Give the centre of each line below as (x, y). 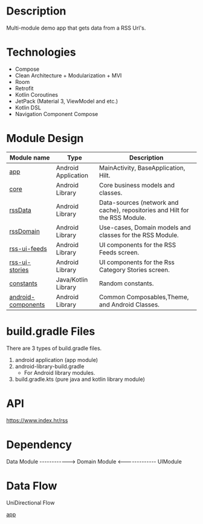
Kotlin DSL (28, 108)
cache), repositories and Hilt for (144, 210)
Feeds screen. (119, 252)
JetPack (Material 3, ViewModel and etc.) (66, 101)
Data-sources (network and (139, 202)
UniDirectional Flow (31, 502)
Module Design (45, 139)
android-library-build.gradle (50, 366)
